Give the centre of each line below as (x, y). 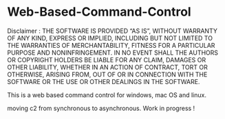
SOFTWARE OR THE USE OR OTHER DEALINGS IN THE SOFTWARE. (104, 81)
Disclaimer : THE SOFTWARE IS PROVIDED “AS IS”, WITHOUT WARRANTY (112, 31)
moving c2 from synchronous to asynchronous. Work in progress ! (101, 108)
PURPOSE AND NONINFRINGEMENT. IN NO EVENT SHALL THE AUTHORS (113, 53)
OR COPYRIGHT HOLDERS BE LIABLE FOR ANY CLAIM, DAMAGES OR (107, 59)
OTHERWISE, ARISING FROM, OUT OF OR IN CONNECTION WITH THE (107, 74)
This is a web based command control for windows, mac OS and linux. (107, 95)
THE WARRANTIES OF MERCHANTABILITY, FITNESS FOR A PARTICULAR (111, 45)
